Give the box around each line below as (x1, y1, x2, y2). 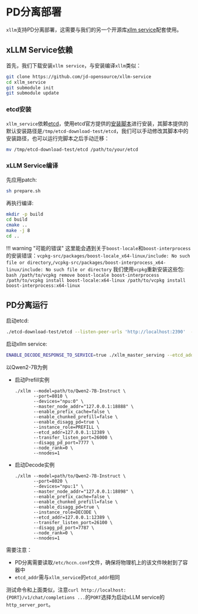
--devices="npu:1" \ (33, 483, 84, 489)
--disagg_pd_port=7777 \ (33, 440, 94, 445)
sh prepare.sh (6, 188, 41, 194)
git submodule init (6, 85, 54, 91)
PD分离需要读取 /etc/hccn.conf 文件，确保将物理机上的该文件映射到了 (14, 558, 183, 565)
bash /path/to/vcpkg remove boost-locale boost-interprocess (6, 272, 160, 278)
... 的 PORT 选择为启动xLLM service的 (77, 593, 165, 600)
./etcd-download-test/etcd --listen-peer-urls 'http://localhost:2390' (6, 329, 186, 335)
